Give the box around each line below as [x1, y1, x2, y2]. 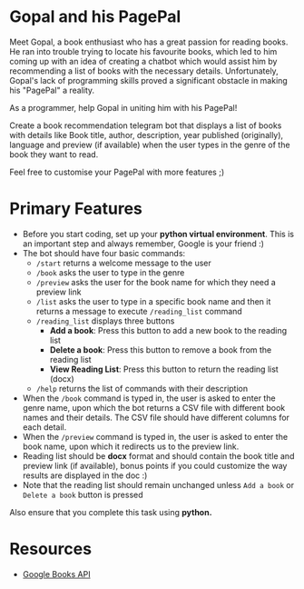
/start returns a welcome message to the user [35, 257, 211, 268]
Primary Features [9, 198, 142, 219]
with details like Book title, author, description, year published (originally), [9, 129, 284, 140]
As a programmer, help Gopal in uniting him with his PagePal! [9, 102, 238, 113]
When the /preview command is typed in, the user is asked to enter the [22, 431, 289, 442]
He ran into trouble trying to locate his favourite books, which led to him [9, 45, 278, 56]
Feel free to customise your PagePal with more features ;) [9, 166, 225, 177]
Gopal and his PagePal [9, 6, 181, 27]
